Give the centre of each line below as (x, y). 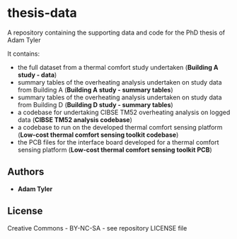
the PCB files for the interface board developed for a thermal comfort (118, 142)
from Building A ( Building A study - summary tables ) (95, 90)
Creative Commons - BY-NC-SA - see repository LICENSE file (97, 228)
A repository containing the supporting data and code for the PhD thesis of (116, 32)
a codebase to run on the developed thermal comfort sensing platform (120, 127)
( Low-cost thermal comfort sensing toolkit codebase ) (98, 135)
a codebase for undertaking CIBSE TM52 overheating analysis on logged (124, 112)
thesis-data (42, 13)
